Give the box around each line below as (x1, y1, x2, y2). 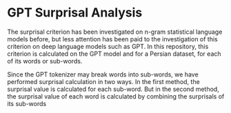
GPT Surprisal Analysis (7, 5, 143, 21)
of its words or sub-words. (7, 56, 83, 65)
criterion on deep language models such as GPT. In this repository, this (7, 42, 209, 50)
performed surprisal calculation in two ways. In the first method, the (7, 77, 200, 85)
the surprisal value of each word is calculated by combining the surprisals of (7, 92, 225, 101)
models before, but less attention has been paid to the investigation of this (7, 34, 219, 43)
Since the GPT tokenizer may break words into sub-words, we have (7, 70, 199, 79)
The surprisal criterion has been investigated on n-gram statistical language (7, 28, 223, 36)
